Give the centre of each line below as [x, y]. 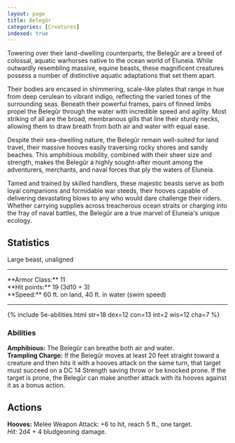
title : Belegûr [29, 20]
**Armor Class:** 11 [36, 280]
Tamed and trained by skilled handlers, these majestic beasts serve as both [116, 184]
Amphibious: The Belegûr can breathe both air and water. [91, 348]
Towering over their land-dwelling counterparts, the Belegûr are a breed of [115, 53]
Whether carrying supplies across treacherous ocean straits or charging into [117, 206]
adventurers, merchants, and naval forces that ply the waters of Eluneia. [111, 170]
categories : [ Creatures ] [43, 27]
